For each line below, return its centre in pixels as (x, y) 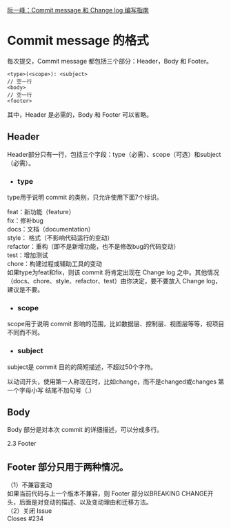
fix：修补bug (25, 220)
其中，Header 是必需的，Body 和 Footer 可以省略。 (80, 114)
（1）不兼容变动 (30, 485)
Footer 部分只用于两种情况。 (68, 467)
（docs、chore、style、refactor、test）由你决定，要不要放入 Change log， (114, 281)
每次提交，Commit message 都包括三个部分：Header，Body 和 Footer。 (110, 61)
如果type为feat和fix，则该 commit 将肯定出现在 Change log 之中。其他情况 (113, 272)
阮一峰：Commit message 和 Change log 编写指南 (78, 10)
